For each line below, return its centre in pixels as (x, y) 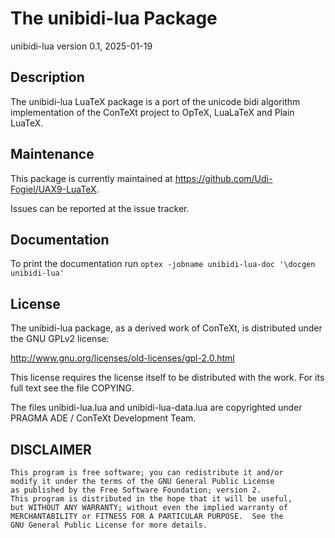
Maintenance (52, 154)
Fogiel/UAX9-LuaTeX (53, 189)
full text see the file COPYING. (72, 388)
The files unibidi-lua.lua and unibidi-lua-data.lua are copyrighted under (156, 408)
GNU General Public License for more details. (109, 525)
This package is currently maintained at (91, 178)
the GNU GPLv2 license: (60, 339)
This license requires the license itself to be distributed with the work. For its (167, 378)
